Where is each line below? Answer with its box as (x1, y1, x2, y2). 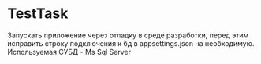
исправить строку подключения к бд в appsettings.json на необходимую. (7, 38, 255, 48)
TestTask (7, 5, 69, 23)
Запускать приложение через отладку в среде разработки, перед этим (7, 30, 249, 40)
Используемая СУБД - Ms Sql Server (7, 47, 132, 56)
